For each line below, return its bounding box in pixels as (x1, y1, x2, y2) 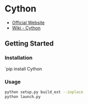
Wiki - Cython (11, 24, 41, 30)
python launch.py (4, 94, 41, 99)
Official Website (11, 19, 45, 25)
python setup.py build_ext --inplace (4, 89, 83, 94)
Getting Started (4, 39, 54, 48)
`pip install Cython (4, 65, 42, 71)
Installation (4, 54, 33, 61)
